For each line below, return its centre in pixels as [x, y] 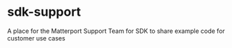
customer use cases [36, 38]
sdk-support [44, 12]
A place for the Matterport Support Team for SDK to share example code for [116, 31]
